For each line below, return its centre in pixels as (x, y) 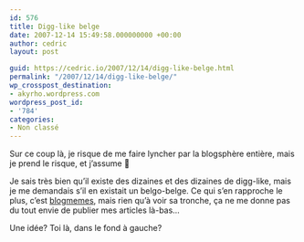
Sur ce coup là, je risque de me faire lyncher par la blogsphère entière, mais (152, 154)
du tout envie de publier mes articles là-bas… (94, 210)
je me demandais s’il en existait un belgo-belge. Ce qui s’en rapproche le (146, 191)
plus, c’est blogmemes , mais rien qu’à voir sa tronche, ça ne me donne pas (150, 201)
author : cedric (38, 43)
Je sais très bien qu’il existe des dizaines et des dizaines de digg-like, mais (151, 181)
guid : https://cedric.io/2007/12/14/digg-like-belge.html (122, 68)
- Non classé (34, 128)
